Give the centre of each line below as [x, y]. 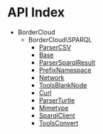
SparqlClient [57, 115]
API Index [36, 12]
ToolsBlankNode [63, 85]
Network [51, 77]
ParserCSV [55, 47]
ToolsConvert [59, 123]
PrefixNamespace [65, 70]
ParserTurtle [57, 100]
